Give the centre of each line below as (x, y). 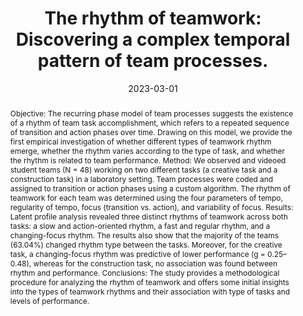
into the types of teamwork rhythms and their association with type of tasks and (150, 291)
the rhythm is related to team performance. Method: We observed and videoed (148, 160)
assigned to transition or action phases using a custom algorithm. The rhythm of (150, 188)
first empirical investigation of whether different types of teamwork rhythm (140, 141)
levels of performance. (49, 300)
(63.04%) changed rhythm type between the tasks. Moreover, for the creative (146, 244)
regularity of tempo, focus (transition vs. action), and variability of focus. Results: (151, 207)
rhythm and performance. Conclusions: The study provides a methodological (144, 272)
